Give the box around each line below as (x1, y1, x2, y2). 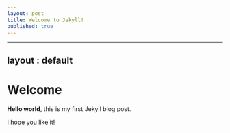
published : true (7, 23, 53, 29)
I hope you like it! (7, 118, 55, 126)
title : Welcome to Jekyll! (7, 16, 84, 23)
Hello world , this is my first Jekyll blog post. (7, 104, 131, 113)
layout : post (7, 10, 44, 17)
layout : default (7, 54, 73, 66)
